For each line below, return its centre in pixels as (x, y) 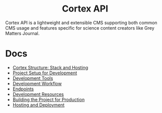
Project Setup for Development (45, 73)
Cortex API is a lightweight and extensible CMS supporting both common (82, 23)
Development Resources (38, 94)
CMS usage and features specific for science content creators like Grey (80, 28)
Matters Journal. (23, 33)
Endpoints (23, 89)
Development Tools (33, 78)
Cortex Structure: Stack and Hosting (50, 67)
